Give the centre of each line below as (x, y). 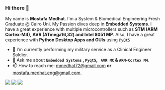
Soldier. (20, 55)
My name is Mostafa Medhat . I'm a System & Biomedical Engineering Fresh (82, 19)
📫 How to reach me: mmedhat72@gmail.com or (62, 66)
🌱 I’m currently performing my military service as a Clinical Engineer (82, 50)
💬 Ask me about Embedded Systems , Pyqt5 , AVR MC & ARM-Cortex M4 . (81, 60)
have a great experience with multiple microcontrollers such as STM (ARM (82, 29)
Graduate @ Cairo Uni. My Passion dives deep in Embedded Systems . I (79, 24)
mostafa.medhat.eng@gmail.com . (47, 73)
